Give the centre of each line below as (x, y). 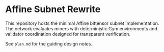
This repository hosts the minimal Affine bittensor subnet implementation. (82, 23)
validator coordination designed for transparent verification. (68, 34)
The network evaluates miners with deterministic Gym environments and (81, 28)
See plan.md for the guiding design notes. (49, 43)
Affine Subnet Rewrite (53, 9)
